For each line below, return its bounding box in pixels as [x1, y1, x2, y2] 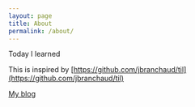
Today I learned [8, 49, 61, 59]
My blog [8, 89, 36, 99]
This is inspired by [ [8, 65, 74, 75]
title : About [8, 19, 53, 28]
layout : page [8, 11, 53, 20]
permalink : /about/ [8, 27, 74, 35]
